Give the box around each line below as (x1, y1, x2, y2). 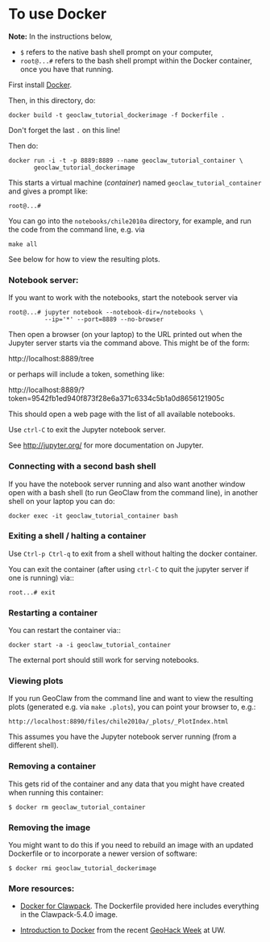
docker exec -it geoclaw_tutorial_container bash (8, 511, 179, 520)
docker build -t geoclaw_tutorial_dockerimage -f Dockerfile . (8, 110, 226, 119)
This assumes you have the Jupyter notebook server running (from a (8, 732, 237, 742)
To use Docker (8, 5, 107, 23)
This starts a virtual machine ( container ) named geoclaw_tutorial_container (8, 177, 262, 187)
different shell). (8, 740, 59, 750)
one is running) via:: (8, 573, 75, 582)
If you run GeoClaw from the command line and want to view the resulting (8, 694, 254, 703)
